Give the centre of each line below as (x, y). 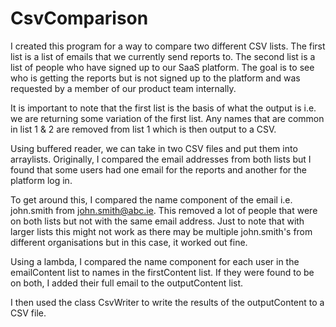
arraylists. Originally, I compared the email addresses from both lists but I (161, 159)
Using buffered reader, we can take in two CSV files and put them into (154, 148)
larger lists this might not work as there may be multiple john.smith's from (161, 231)
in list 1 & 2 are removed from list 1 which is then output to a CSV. (143, 129)
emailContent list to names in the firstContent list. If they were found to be (162, 272)
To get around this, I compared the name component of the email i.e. (151, 199)
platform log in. (41, 180)
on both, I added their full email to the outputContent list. (127, 283)
